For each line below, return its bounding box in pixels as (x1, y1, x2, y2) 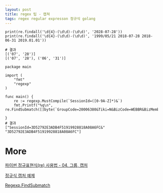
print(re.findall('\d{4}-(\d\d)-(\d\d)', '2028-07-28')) (5, 30, 123, 35)
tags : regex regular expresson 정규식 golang (5, 16, 96, 21)
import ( (5, 73, 23, 78)
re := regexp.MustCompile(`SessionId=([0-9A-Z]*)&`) (14, 98, 123, 104)
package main (5, 64, 32, 70)
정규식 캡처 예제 (5, 173, 35, 178)
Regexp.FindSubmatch (5, 182, 50, 188)
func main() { (5, 95, 34, 99)
